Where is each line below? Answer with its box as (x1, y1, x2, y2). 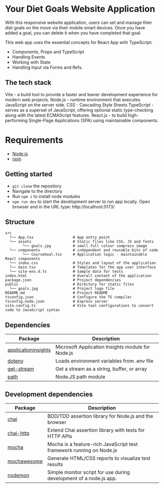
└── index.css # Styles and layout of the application (9, 261, 156, 265)
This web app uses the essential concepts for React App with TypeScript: (5, 39, 153, 45)
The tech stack (5, 79, 52, 87)
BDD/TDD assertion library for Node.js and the (47, 412, 153, 419)
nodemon (7, 472, 30, 479)
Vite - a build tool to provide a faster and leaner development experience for (5, 91, 158, 97)
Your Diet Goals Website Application (5, 3, 155, 15)
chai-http (7, 429, 30, 436)
